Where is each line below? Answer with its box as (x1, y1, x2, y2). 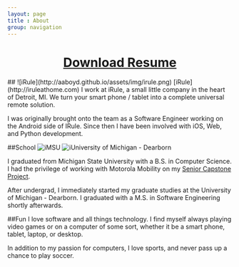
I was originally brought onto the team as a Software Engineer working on (7, 115, 223, 123)
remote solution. (7, 100, 56, 109)
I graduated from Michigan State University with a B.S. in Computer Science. (7, 157, 232, 166)
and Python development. (7, 130, 83, 138)
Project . (7, 172, 31, 181)
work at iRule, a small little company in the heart (84, 85, 225, 94)
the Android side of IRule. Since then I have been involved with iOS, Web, (7, 122, 223, 130)
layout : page (7, 10, 46, 18)
